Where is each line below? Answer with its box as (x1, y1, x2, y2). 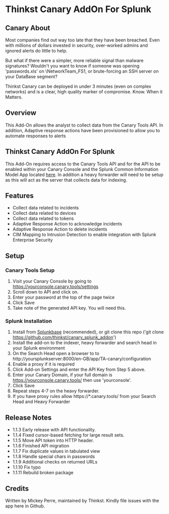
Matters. (5, 94, 23, 100)
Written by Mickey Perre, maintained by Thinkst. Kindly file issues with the (5, 498, 159, 504)
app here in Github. (5, 503, 45, 509)
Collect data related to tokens (12, 215, 74, 221)
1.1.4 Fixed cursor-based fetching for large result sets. (12, 432, 125, 438)
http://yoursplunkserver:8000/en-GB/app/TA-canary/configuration (12, 356, 151, 362)
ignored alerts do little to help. (5, 48, 68, 53)
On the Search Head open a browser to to (12, 351, 99, 357)
